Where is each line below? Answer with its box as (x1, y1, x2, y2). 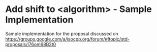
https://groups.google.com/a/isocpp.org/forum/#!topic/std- (5, 36, 130, 42)
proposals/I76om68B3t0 (5, 41, 56, 47)
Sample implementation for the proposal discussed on (5, 30, 118, 36)
